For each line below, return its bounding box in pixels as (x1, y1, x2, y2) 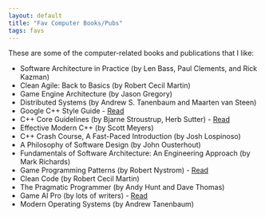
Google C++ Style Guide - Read (19, 106, 125, 116)
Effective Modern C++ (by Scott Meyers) (19, 123, 154, 132)
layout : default (8, 11, 62, 20)
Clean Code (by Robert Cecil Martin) (19, 174, 140, 183)
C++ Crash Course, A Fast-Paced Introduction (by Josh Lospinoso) (19, 132, 241, 141)
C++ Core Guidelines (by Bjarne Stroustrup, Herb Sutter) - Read (19, 115, 230, 124)
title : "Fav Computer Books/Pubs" (8, 19, 124, 27)
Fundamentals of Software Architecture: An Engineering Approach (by (19, 148, 251, 158)
